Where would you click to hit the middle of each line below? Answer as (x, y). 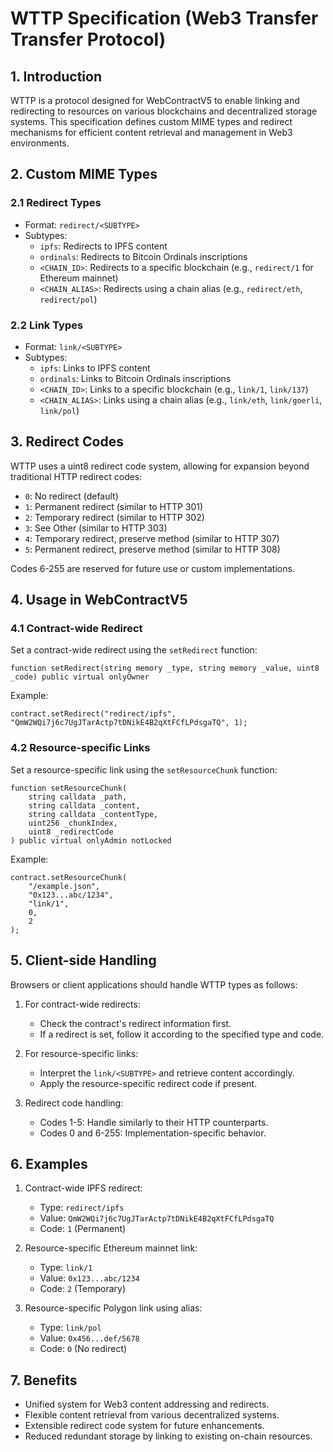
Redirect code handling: (74, 1103)
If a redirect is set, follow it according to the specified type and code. (182, 1034)
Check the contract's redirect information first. (135, 1023)
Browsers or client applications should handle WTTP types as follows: (154, 984)
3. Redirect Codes (67, 442)
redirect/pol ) (68, 299)
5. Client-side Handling (83, 960)
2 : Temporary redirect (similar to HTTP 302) (114, 517)
